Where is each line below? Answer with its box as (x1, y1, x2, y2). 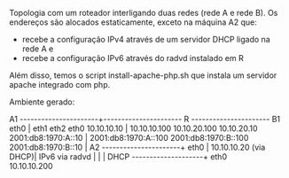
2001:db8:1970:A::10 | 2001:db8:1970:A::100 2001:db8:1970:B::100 (9, 133, 249, 143)
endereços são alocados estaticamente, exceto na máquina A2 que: (9, 17, 257, 27)
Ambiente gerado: (9, 97, 75, 107)
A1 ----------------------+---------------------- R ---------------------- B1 (9, 114, 281, 124)
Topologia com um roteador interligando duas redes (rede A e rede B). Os (9, 8, 278, 18)
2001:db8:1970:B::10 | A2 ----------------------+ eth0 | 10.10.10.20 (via (9, 142, 266, 152)
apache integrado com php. (9, 80, 111, 89)
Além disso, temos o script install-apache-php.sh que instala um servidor (9, 70, 277, 81)
